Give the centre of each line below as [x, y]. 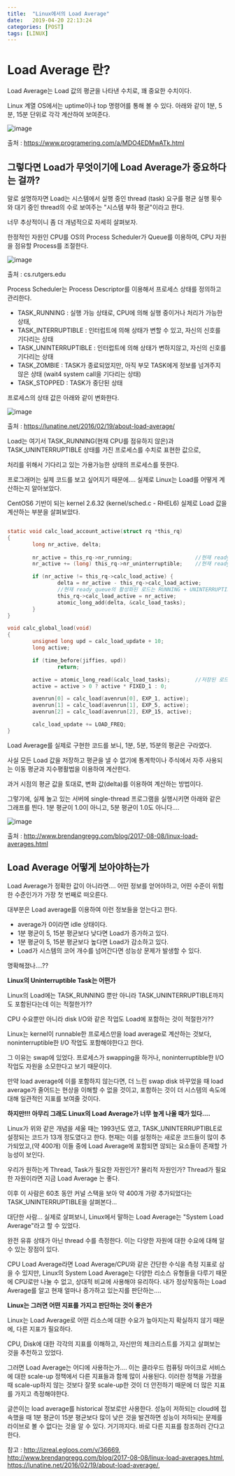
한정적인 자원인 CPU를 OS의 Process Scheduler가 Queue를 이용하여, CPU [111, 237]
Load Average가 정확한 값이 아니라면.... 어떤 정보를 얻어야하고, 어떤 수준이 [109, 885]
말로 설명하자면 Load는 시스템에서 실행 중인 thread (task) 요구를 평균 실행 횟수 [115, 198]
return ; [68, 667]
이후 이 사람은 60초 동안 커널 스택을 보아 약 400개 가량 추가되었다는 [100, 1193]
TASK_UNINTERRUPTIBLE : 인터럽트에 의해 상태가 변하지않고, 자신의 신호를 [122, 348]
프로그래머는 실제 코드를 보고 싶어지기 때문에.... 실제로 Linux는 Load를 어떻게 [113, 480]
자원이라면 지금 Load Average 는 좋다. [67, 1178]
